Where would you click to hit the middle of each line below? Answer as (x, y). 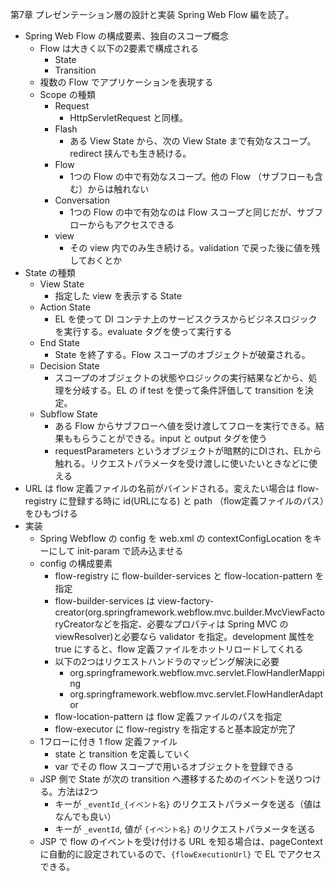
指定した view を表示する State (118, 296)
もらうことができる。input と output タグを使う (170, 438)
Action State (65, 307)
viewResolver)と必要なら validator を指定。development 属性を (185, 636)
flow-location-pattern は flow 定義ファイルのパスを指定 (168, 716)
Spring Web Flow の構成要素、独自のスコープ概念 (127, 36)
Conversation (82, 200)
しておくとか (96, 260)
